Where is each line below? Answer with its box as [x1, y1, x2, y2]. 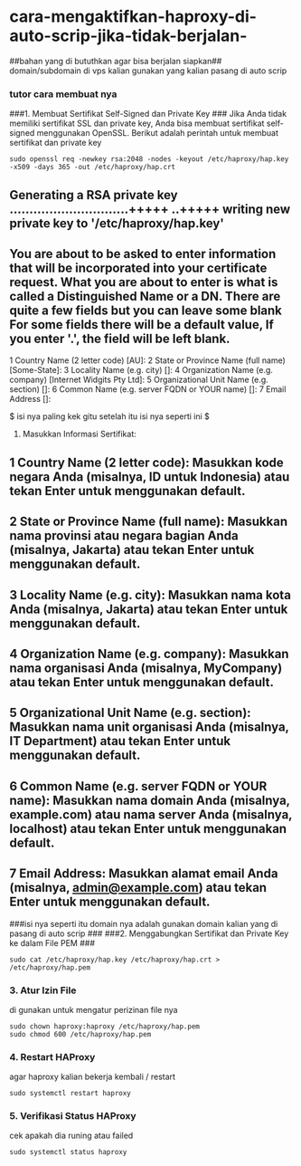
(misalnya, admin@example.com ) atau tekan [9, 880, 268, 895]
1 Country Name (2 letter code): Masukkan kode [9, 454, 285, 470]
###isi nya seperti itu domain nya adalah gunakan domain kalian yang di [9, 918, 278, 929]
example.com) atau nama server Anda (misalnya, [9, 807, 293, 822]
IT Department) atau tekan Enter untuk [9, 733, 231, 749]
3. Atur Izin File [9, 984, 77, 997]
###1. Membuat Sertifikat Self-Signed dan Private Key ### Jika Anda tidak [9, 109, 287, 119]
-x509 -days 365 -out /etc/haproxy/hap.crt [9, 163, 176, 172]
